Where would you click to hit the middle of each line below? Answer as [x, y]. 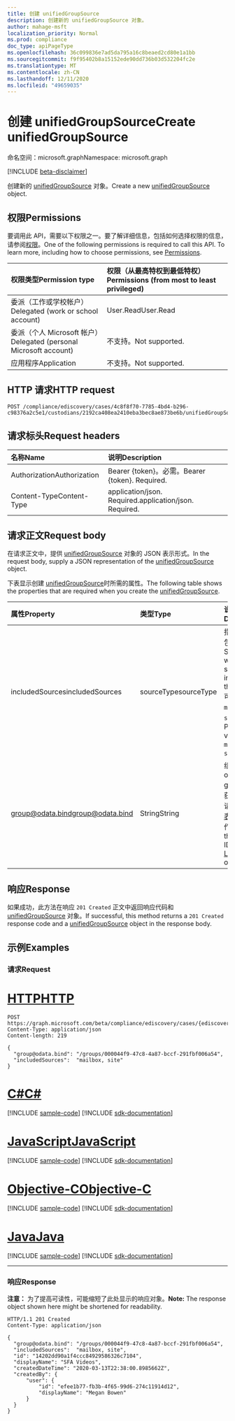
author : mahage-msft [37, 27]
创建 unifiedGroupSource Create [101, 122]
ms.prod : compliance [37, 40]
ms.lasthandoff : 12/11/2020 [48, 79]
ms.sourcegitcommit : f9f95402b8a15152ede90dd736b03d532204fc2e [101, 59]
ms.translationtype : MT [42, 66]
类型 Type [155, 614]
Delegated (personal [44, 342]
